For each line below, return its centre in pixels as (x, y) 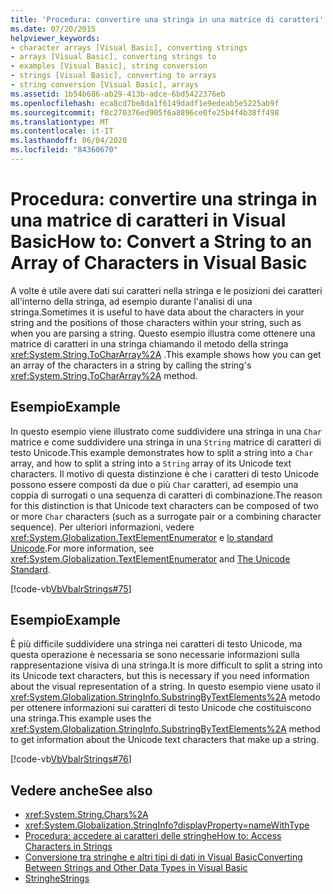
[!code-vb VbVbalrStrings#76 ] (71, 759)
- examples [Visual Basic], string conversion (109, 66)
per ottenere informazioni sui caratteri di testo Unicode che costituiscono (161, 708)
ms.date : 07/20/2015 (53, 29)
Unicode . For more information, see (82, 548)
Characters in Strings (68, 847)
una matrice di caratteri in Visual (148, 220)
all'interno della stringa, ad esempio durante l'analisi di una (131, 301)
